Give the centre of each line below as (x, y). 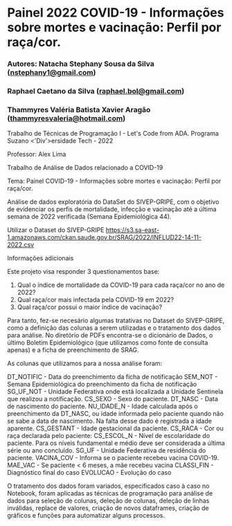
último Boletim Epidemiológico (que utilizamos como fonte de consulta (108, 343)
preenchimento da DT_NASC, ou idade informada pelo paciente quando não (115, 414)
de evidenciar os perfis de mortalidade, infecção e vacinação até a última (112, 209)
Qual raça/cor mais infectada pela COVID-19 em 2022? (96, 300)
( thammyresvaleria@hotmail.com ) (66, 118)
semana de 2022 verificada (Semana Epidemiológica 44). (89, 217)
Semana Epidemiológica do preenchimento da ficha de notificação (102, 384)
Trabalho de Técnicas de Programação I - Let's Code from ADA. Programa (113, 134)
